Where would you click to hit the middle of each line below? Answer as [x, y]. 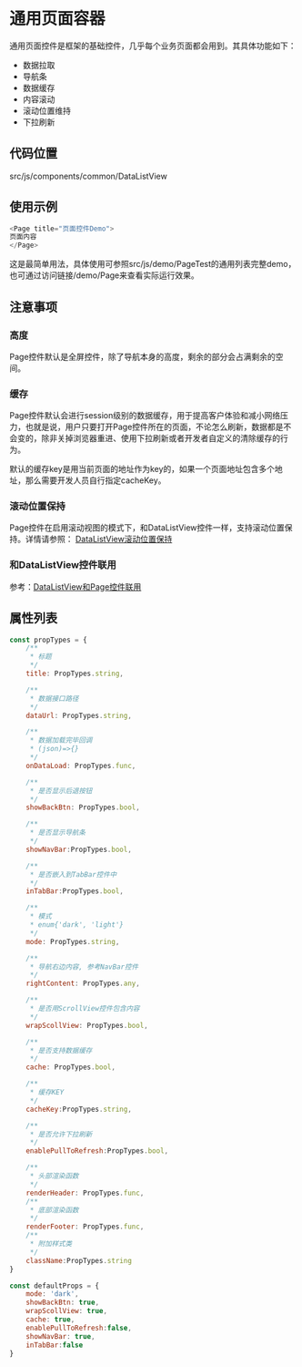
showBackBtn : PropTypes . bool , [83, 807]
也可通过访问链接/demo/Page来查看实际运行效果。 [105, 275]
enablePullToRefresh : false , [79, 1328]
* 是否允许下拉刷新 [61, 1134]
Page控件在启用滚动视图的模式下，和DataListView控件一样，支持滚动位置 [147, 528]
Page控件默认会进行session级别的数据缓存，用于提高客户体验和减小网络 [145, 416]
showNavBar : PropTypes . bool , [79, 849]
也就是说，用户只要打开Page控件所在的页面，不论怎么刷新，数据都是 [154, 427]
